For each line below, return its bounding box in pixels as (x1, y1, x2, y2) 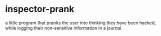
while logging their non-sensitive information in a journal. (5, 25, 122, 31)
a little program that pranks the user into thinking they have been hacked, (5, 20, 156, 26)
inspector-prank (5, 3, 74, 15)
